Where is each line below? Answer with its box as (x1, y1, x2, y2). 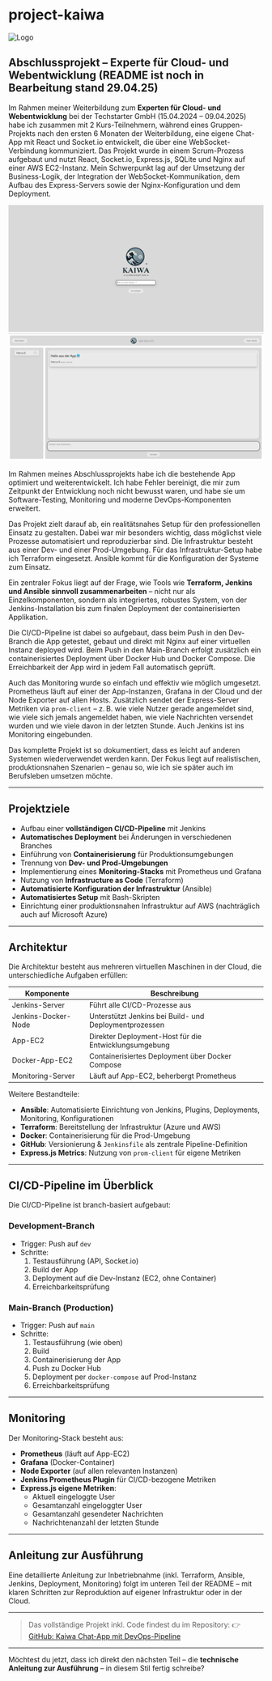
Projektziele (8, 802, 70, 816)
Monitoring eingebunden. (8, 729, 93, 739)
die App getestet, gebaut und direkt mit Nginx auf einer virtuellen (33, 636, 251, 646)
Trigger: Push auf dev (19, 1238, 91, 1248)
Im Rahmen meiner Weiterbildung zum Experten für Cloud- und (8, 103, 221, 112)
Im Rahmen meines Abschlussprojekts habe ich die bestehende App (8, 469, 236, 478)
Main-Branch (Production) (8, 1301, 114, 1313)
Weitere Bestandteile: (8, 1089, 80, 1098)
